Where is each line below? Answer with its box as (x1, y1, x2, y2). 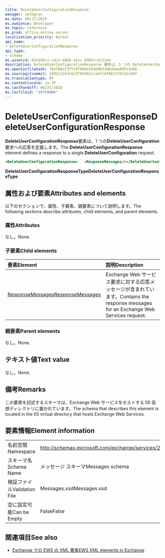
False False (40, 508, 65, 515)
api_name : (5, 39, 26, 44)
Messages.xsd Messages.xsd (40, 485, 107, 492)
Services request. (105, 312, 146, 319)
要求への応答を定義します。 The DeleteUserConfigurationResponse (5, 144, 143, 150)
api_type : (5, 48, 26, 53)
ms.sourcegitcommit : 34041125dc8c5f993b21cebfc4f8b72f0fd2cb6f (5, 71, 137, 76)
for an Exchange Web (105, 306, 156, 313)
